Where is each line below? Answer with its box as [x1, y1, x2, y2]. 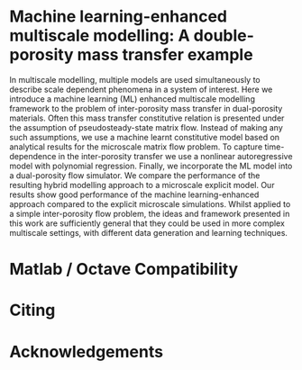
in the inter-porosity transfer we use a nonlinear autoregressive [58, 150, 293, 161]
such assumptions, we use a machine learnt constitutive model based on [9, 131, 280, 142]
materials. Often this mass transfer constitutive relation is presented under [9, 113, 285, 123]
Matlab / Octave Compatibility [9, 259, 239, 280]
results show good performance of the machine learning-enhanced [9, 189, 260, 200]
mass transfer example [77, 45, 254, 65]
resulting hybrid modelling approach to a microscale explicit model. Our [9, 179, 275, 190]
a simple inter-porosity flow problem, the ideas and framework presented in [9, 208, 290, 219]
